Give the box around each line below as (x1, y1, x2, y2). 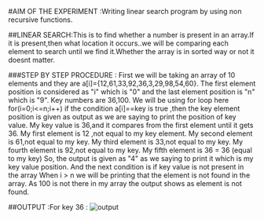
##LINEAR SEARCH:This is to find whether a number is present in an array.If (8, 31, 255, 39)
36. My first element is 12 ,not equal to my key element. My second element (8, 129, 253, 138)
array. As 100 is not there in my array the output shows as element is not (8, 179, 242, 188)
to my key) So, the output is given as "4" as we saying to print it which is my (8, 154, 254, 163)
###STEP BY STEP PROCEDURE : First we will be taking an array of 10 (8, 71, 236, 79)
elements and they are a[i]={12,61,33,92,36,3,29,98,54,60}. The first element (8, 78, 256, 88)
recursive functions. (8, 15, 73, 24)
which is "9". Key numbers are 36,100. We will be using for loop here (8, 96, 229, 104)
